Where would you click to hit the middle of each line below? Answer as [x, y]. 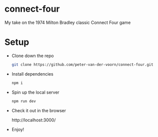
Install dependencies [33, 74]
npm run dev [24, 101]
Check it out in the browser [39, 110]
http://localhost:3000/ [34, 120]
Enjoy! [18, 129]
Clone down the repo [33, 56]
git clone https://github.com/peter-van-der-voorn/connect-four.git [82, 64]
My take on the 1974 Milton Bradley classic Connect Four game [68, 22]
